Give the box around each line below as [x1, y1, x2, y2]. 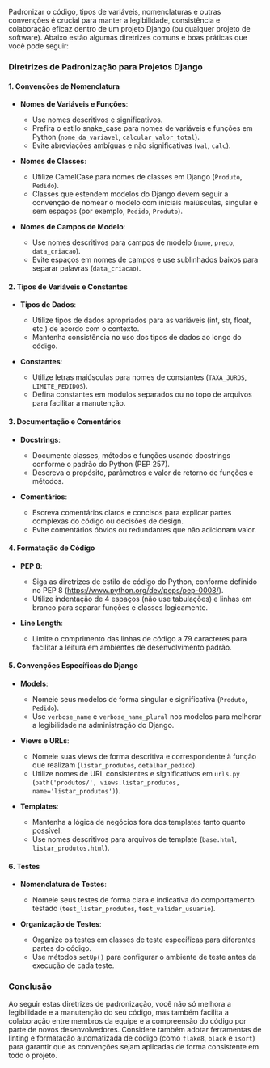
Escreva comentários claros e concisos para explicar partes [32, 507, 232, 517]
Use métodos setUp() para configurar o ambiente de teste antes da [32, 952, 257, 962]
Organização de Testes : [19, 919, 103, 929]
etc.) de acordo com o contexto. [32, 324, 140, 334]
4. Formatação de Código [8, 543, 95, 553]
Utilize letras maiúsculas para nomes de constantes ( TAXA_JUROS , [32, 372, 247, 382]
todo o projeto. [8, 1050, 58, 1061]
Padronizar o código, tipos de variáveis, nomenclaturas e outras [8, 7, 221, 16]
